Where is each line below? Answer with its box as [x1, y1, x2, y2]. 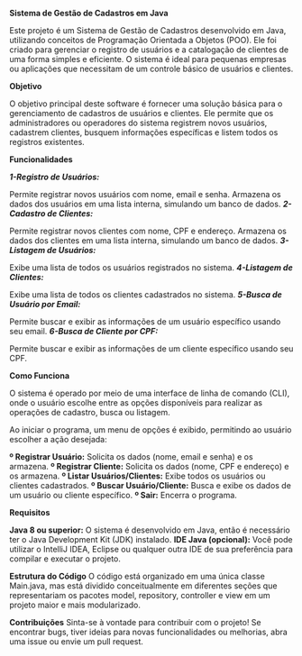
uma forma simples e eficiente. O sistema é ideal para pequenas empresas [9, 54, 287, 64]
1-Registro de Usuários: [9, 171, 100, 182]
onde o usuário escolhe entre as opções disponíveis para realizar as [9, 397, 263, 408]
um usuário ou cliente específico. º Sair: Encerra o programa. [9, 490, 237, 500]
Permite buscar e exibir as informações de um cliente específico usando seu [9, 343, 294, 354]
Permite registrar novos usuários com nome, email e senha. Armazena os [9, 189, 281, 199]
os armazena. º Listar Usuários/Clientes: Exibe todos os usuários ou [9, 470, 266, 481]
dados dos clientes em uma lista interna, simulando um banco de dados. [9, 235, 279, 246]
